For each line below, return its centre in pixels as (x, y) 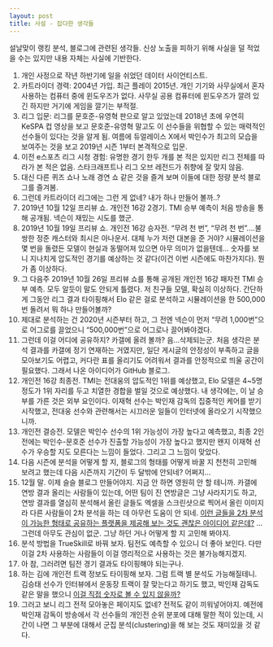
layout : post (31, 16)
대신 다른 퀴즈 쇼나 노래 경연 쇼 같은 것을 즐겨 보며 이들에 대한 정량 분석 (133, 177)
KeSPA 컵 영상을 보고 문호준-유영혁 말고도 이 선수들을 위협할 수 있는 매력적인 (143, 126)
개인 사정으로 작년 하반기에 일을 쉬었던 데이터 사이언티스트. (114, 75)
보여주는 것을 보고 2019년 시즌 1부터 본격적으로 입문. (104, 146)
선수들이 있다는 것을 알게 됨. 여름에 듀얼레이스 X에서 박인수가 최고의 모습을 (139, 136)
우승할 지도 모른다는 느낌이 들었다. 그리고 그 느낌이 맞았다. (128, 452)
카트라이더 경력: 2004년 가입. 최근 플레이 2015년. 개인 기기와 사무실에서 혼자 (143, 85)
